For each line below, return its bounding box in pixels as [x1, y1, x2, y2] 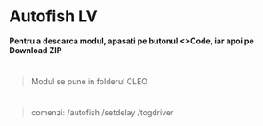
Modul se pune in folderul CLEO [30, 76, 148, 87]
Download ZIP [9, 44, 62, 55]
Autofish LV [9, 6, 98, 27]
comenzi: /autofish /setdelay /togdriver [30, 107, 174, 118]
